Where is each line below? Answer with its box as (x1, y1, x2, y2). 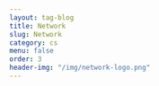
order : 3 (9, 55, 42, 64)
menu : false (9, 47, 54, 56)
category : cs (9, 38, 58, 47)
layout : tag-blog (9, 13, 75, 22)
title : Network (9, 21, 66, 30)
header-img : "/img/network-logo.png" (9, 64, 151, 73)
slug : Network (9, 30, 63, 39)
